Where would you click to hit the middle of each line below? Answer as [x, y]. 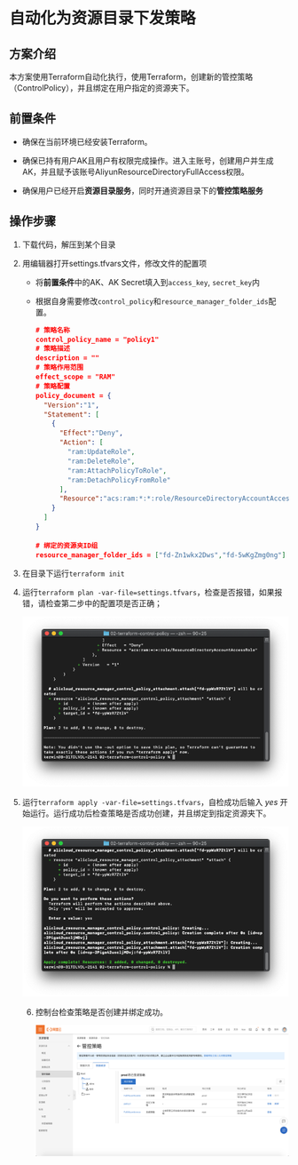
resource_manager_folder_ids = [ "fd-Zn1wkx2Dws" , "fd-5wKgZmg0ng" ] [161, 555]
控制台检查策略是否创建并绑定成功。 [102, 1012]
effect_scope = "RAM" [75, 377]
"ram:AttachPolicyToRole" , [117, 471]
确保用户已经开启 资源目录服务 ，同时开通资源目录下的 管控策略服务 [142, 190]
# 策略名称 [53, 330]
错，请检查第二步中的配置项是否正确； [92, 603]
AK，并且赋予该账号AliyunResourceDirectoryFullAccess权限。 [136, 172]
